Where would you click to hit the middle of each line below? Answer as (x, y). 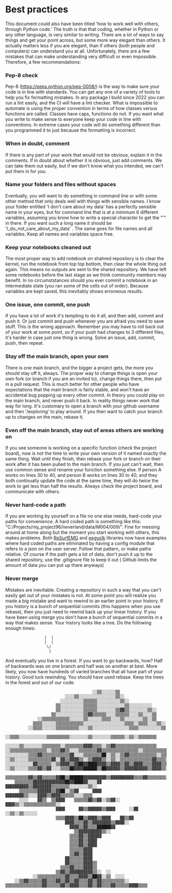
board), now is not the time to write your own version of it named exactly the (86, 453)
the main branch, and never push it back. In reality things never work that (82, 400)
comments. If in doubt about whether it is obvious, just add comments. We (84, 160)
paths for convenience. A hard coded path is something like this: (73, 522)
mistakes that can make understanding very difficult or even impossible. (81, 56)
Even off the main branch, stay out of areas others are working (84, 430)
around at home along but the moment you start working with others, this (82, 532)
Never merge (22, 579)
